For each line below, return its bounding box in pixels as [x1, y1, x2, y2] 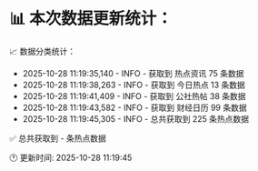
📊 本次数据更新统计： [9, 8, 173, 29]
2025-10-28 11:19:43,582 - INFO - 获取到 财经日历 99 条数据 [22, 102, 247, 113]
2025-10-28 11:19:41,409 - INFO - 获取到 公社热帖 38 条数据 [22, 90, 246, 101]
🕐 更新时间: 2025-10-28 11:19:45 [9, 152, 133, 163]
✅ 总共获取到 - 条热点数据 [9, 133, 107, 144]
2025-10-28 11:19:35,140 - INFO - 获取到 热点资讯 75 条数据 [22, 67, 244, 78]
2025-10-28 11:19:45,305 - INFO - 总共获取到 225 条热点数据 [22, 113, 250, 124]
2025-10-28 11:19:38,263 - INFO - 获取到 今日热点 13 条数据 [22, 79, 245, 90]
